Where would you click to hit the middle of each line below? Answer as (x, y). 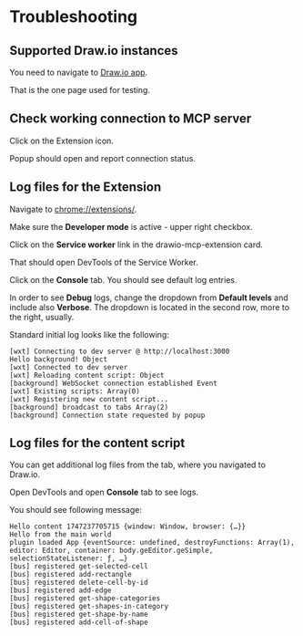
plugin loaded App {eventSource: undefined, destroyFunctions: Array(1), (152, 543)
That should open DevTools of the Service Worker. (104, 262)
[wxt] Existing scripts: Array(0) (75, 391)
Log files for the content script (97, 443)
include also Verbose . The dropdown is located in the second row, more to (149, 307)
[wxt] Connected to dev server (69, 367)
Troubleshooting (74, 17)
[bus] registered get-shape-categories (85, 599)
